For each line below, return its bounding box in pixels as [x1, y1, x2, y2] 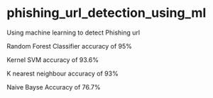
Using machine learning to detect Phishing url [6, 28, 140, 37]
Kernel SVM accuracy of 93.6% [6, 55, 99, 64]
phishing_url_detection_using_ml [6, 5, 207, 21]
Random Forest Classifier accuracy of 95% [6, 42, 133, 50]
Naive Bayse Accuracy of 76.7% [6, 82, 101, 91]
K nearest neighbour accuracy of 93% [6, 69, 119, 78]
